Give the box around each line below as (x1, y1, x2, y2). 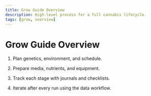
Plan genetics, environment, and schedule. (12, 55, 103, 61)
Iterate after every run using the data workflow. (12, 85, 111, 91)
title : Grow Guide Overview (5, 7, 65, 13)
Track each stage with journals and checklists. (12, 75, 110, 81)
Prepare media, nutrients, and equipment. (12, 66, 100, 72)
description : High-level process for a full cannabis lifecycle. (5, 12, 146, 17)
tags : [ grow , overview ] (5, 17, 56, 22)
